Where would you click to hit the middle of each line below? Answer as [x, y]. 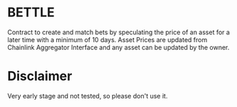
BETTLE [31, 12]
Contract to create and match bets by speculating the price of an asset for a [118, 32]
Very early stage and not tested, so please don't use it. [88, 96]
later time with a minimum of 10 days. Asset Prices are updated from [107, 39]
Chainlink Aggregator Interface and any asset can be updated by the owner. [118, 47]
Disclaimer [40, 76]
